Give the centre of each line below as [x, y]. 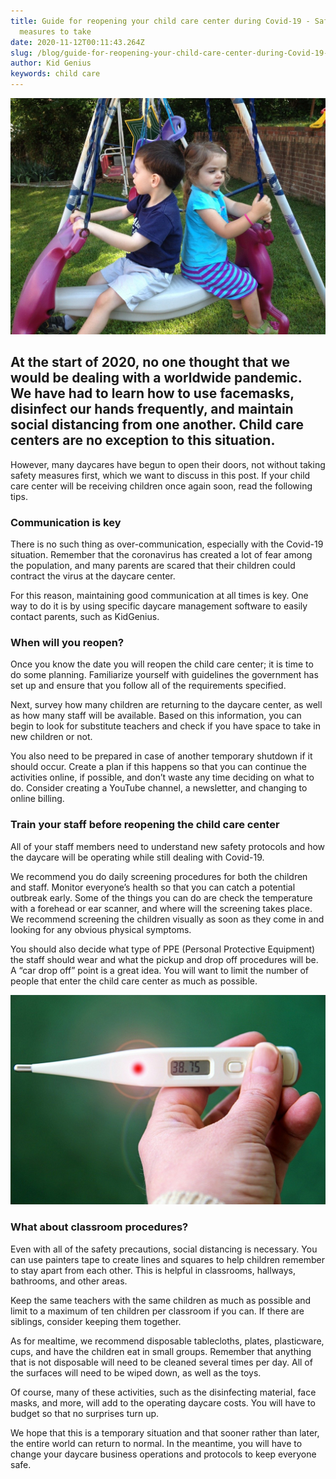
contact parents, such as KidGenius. [85, 617]
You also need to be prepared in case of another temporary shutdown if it [161, 756]
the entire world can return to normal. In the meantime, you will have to [156, 1443]
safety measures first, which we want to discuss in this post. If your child [160, 475]
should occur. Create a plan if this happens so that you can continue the [158, 767]
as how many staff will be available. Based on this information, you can [156, 716]
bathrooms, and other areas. [69, 1281]
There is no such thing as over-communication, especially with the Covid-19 [167, 544]
